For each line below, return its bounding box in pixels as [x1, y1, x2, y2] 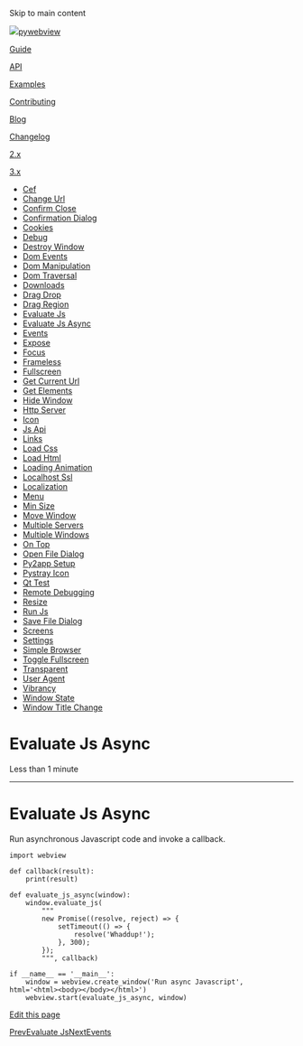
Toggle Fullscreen [22, 654, 89, 665]
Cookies [22, 222, 54, 233]
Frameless [22, 357, 61, 367]
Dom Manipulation [22, 261, 91, 271]
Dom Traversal [22, 270, 78, 281]
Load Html [22, 453, 61, 463]
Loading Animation [22, 462, 93, 472]
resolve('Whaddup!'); [73, 929, 155, 939]
